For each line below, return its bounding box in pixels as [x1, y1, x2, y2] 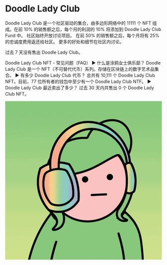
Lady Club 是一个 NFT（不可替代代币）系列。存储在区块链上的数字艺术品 [5, 66, 155, 72]
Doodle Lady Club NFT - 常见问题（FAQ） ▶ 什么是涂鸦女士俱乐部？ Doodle [5, 60, 161, 66]
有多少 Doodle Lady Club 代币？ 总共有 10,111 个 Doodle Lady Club [20, 72, 155, 78]
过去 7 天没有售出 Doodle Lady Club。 [5, 49, 83, 55]
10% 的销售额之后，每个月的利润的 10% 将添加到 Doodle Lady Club [23, 26, 162, 32]
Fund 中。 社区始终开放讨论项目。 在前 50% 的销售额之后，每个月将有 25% [5, 32, 160, 38]
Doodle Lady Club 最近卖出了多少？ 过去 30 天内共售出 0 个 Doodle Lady [5, 85, 154, 90]
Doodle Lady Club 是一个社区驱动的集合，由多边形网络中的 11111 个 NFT [5, 20, 152, 26]
